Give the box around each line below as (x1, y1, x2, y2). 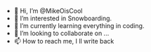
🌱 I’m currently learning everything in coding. (13, 22, 145, 30)
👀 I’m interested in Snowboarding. (13, 14, 112, 22)
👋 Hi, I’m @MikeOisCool (13, 7, 83, 15)
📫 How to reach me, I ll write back (13, 37, 114, 45)
